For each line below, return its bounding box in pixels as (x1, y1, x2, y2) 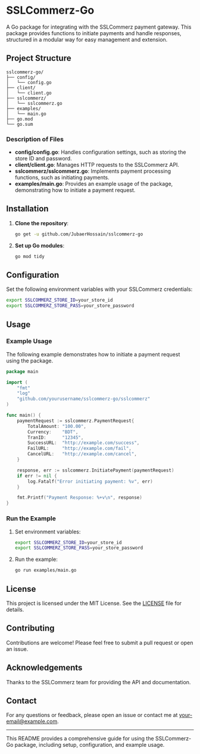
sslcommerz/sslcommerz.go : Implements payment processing (14, 167, 171, 175)
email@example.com (6, 718, 58, 725)
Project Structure (6, 53, 71, 63)
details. (6, 606, 24, 613)
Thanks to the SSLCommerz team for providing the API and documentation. (6, 678, 191, 685)
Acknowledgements (6, 663, 83, 673)
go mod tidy (14, 253, 45, 259)
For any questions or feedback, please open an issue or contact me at (6, 712, 178, 719)
